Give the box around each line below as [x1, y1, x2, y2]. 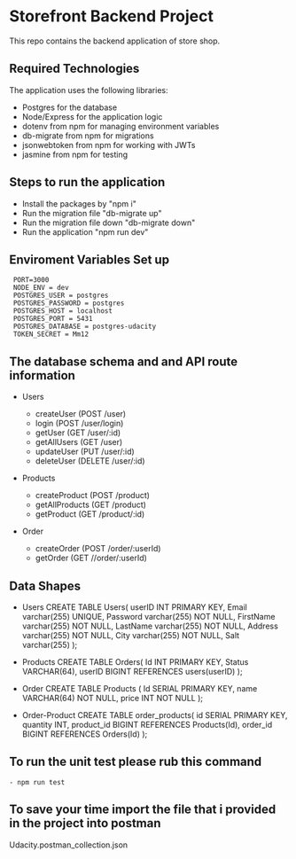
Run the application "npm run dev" [21, 226, 149, 237]
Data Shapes [9, 578, 82, 593]
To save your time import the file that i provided [9, 802, 277, 817]
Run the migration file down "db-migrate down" [21, 217, 196, 228]
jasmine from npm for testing [21, 149, 129, 160]
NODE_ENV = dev [12, 284, 69, 293]
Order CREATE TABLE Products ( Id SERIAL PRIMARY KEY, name [21, 683, 258, 693]
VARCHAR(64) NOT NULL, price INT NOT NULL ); [21, 693, 204, 703]
